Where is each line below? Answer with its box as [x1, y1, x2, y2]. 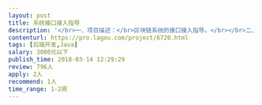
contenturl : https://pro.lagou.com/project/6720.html [8, 33, 189, 42]
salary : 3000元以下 [8, 48, 69, 56]
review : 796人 [8, 63, 54, 71]
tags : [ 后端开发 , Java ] [8, 41, 78, 49]
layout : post [8, 11, 51, 20]
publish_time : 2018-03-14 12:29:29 [8, 56, 125, 64]
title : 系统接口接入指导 [8, 19, 80, 27]
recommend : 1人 [8, 77, 57, 85]
